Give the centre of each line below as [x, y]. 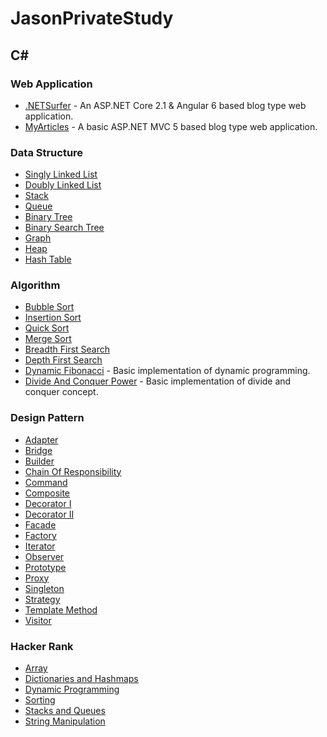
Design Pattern [47, 418]
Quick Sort [47, 328]
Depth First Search [63, 360]
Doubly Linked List [63, 185]
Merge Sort [48, 339]
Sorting [40, 700]
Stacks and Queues [65, 711]
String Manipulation [65, 721]
